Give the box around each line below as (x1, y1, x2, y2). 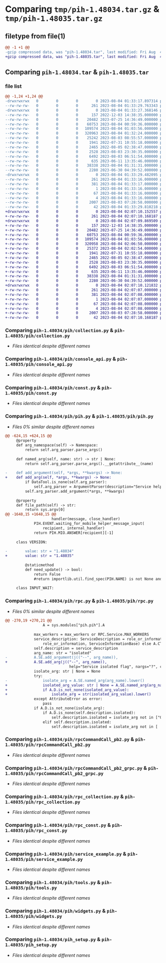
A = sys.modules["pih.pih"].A (42, 623, 105, 628)
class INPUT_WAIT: (16, 586, 54, 591)
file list (5, 83, 22, 90)
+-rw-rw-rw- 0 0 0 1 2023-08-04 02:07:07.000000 (5, 296, 158, 302)
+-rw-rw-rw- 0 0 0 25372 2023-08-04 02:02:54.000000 (5, 246, 158, 251)
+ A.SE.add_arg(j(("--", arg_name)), (5, 660, 107, 665)
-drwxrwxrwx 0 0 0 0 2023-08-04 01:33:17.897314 (5, 99, 158, 104)
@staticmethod (25, 563, 54, 567)
